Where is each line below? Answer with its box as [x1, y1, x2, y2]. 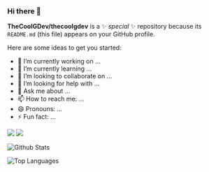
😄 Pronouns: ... [17, 105, 63, 113]
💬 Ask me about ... [17, 87, 71, 95]
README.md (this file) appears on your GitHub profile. [7, 30, 155, 38]
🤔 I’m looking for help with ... [17, 80, 100, 88]
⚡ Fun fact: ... [17, 113, 56, 121]
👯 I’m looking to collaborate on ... [17, 72, 113, 80]
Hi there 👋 [7, 6, 42, 16]
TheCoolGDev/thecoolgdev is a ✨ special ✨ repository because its [7, 22, 202, 31]
